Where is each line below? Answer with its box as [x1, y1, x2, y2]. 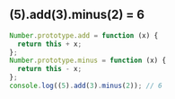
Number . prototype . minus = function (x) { [9, 56, 167, 66]
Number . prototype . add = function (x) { [9, 31, 159, 40]
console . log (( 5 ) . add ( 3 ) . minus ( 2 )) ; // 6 [9, 81, 163, 91]
